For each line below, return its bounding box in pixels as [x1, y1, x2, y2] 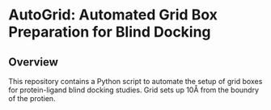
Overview [8, 55, 59, 69]
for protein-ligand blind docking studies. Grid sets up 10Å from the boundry [8, 85, 260, 95]
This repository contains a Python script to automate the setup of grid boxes [8, 77, 263, 86]
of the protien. [8, 94, 56, 103]
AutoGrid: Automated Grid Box [8, 6, 218, 24]
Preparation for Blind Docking [8, 23, 212, 41]
